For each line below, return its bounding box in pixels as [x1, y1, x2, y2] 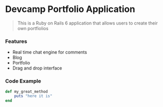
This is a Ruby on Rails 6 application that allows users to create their [17, 20, 158, 26]
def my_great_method [5, 89, 48, 94]
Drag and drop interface [12, 65, 62, 71]
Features [5, 37, 27, 44]
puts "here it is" [14, 93, 52, 98]
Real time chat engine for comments [12, 49, 87, 55]
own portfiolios [17, 25, 48, 31]
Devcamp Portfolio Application [5, 3, 135, 15]
